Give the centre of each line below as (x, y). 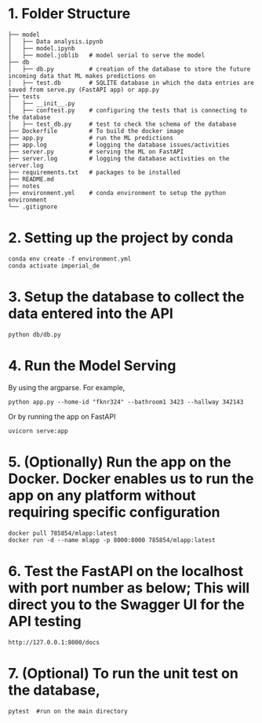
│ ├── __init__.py (42, 103)
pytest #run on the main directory (68, 711)
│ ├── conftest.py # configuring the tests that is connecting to (127, 110)
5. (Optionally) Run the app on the (120, 462)
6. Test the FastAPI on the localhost (126, 571)
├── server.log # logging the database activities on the (119, 158)
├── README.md (31, 179)
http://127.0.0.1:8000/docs (54, 642)
